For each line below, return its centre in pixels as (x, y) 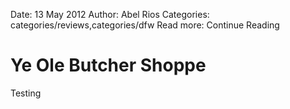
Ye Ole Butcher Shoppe (108, 65)
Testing (26, 93)
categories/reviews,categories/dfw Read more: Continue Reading (145, 25)
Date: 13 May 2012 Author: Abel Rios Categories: (110, 14)
